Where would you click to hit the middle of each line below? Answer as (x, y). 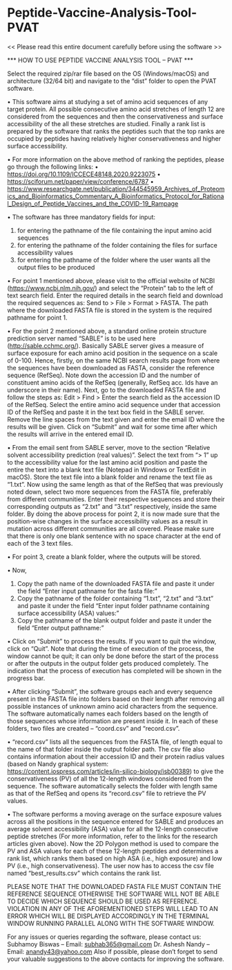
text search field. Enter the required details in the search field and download (115, 295)
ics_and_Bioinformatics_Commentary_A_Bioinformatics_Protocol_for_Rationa (116, 196)
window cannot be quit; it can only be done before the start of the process (113, 656)
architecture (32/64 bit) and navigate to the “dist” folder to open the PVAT (112, 80)
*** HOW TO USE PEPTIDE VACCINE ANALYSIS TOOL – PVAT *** (100, 60)
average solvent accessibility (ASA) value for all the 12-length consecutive (113, 829)
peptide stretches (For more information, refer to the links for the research (113, 836)
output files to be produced (56, 267)
